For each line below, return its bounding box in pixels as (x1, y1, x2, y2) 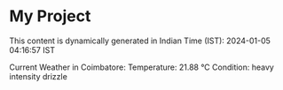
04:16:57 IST (9, 44, 56, 55)
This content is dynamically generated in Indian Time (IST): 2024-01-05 (9, 35, 271, 46)
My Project (9, 6, 91, 26)
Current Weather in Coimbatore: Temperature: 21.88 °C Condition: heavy (9, 62, 275, 72)
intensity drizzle (9, 71, 68, 81)
